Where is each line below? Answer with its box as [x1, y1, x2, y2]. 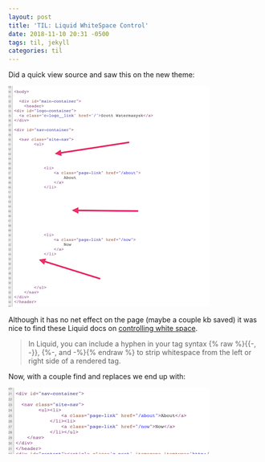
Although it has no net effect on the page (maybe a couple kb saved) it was [8, 315, 257, 325]
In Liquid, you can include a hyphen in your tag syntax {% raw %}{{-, [27, 339, 257, 349]
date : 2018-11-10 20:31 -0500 [8, 30, 110, 38]
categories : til [8, 47, 63, 55]
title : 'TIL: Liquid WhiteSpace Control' [8, 21, 149, 30]
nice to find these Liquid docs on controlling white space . [8, 324, 198, 333]
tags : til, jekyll [8, 39, 70, 47]
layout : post [8, 13, 52, 21]
